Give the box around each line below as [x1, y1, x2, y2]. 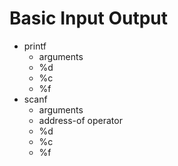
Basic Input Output [9, 7, 169, 30]
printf [23, 40, 47, 52]
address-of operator [38, 114, 123, 126]
